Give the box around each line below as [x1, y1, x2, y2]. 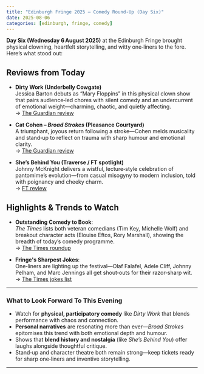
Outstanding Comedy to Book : [15, 218, 93, 226]
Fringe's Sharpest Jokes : [15, 256, 80, 263]
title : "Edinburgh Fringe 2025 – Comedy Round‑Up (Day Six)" [6, 9, 165, 15]
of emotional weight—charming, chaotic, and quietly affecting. [15, 103, 171, 110]
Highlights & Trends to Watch [6, 202, 120, 213]
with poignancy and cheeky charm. [15, 178, 103, 185]
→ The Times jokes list [15, 275, 72, 283]
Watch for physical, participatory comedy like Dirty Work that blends [15, 310, 190, 317]
